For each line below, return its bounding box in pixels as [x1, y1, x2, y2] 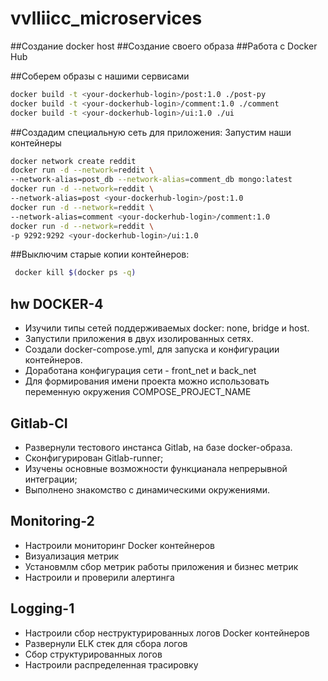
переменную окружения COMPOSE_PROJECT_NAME [24, 386, 252, 398]
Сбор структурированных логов [24, 648, 163, 660]
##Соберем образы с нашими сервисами [10, 70, 190, 82]
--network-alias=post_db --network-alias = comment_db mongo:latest [10, 175, 293, 185]
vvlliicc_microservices [10, 7, 203, 30]
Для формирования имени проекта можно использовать [24, 375, 270, 387]
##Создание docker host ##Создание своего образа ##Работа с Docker [10, 40, 318, 52]
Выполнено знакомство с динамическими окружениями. [24, 483, 271, 496]
